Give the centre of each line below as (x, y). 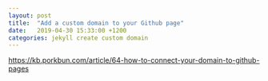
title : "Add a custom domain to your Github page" (96, 23)
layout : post (30, 15)
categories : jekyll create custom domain (78, 38)
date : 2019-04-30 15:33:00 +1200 (68, 30)
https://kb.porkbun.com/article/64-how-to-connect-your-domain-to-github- (134, 60)
